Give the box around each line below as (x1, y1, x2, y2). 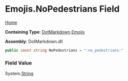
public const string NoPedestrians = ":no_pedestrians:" (5, 48, 124, 53)
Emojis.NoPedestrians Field (5, 3, 120, 15)
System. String (5, 71, 34, 77)
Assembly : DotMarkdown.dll (5, 38, 63, 44)
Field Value (5, 60, 32, 66)
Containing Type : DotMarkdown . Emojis (5, 29, 85, 35)
